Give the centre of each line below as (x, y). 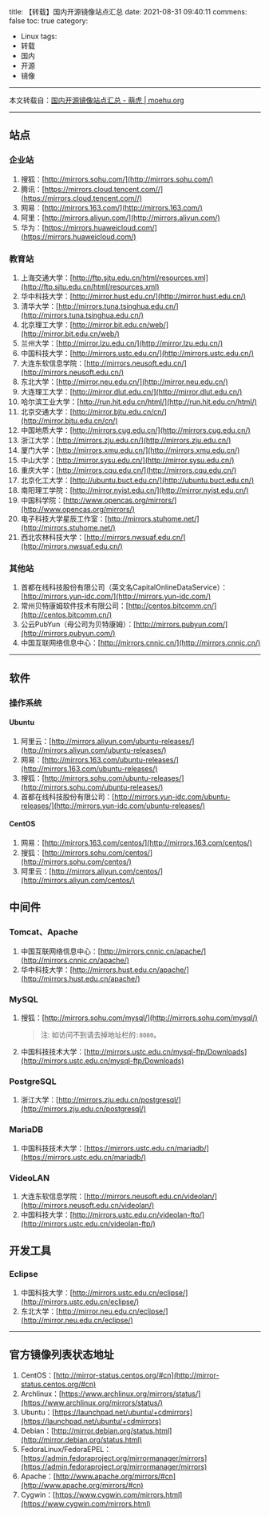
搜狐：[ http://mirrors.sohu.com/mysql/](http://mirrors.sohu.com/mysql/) (139, 1018)
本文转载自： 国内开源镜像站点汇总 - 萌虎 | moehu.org (97, 100)
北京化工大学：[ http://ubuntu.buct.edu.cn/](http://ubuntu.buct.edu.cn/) (137, 480)
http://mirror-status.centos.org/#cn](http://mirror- (137, 1375)
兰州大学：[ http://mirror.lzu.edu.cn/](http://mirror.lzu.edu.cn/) (122, 343)
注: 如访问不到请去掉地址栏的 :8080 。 (101, 1034)
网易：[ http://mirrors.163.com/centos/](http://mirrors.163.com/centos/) (136, 843)
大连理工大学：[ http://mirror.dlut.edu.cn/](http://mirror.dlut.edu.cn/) (131, 391)
